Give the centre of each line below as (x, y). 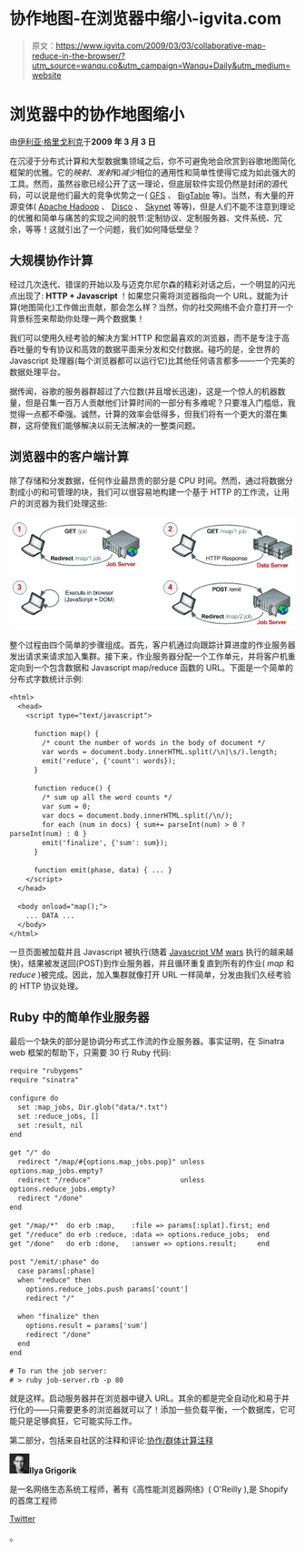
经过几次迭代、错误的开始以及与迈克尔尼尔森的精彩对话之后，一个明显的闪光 (152, 284)
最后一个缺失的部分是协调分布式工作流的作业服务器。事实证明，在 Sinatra (147, 1041)
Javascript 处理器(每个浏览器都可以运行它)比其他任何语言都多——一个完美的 (152, 360)
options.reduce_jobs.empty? (63, 1189)
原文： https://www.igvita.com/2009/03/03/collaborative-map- (148, 45)
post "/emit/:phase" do (54, 1262)
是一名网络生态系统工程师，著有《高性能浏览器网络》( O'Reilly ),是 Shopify (149, 1489)
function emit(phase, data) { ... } (103, 870)
